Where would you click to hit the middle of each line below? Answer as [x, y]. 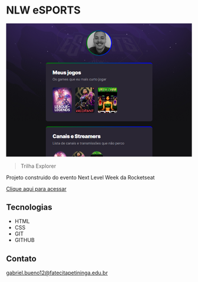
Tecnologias [29, 207]
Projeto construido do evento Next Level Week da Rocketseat [80, 177]
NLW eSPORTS [43, 10]
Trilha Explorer [38, 166]
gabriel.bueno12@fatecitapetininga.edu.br [57, 273]
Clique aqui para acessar [36, 188]
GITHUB [25, 240]
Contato [21, 259]
